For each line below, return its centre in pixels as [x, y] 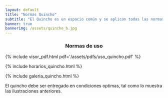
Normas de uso [84, 46]
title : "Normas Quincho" [31, 14]
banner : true [19, 24]
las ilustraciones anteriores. [33, 91]
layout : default [22, 10]
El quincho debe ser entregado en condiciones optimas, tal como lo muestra [84, 86]
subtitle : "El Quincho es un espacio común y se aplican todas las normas [85, 19]
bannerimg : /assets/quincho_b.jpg [41, 28]
